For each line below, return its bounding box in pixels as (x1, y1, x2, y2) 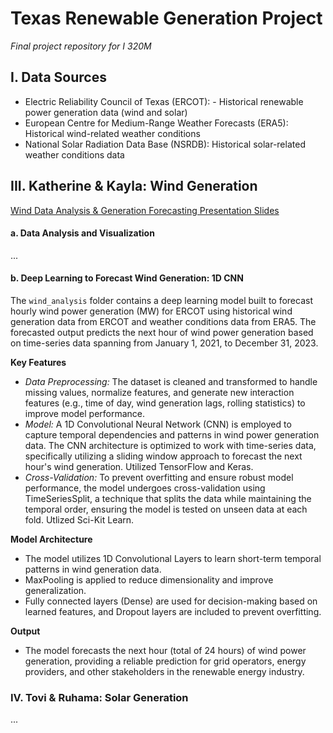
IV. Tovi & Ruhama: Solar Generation (10, 690, 189, 704)
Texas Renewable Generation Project (10, 7, 323, 30)
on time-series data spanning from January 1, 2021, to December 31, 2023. (10, 337, 319, 349)
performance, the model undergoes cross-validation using (24, 482, 266, 494)
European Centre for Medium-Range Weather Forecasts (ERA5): (24, 117, 289, 129)
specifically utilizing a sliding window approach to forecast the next (24, 450, 303, 462)
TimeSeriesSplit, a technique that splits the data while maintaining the (24, 492, 312, 504)
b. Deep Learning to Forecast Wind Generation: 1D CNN (10, 272, 244, 284)
